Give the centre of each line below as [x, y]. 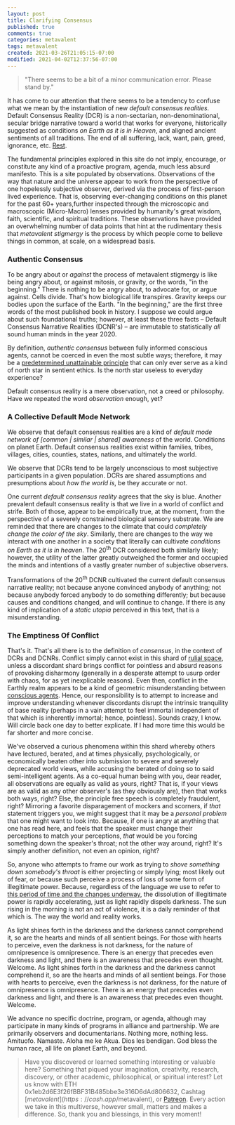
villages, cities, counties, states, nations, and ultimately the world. [102, 454]
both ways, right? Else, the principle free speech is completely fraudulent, [114, 798]
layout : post [26, 14]
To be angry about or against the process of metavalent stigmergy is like [112, 275]
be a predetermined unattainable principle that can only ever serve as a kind [117, 363]
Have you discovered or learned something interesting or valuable [120, 1062]
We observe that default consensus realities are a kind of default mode [110, 432]
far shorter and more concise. [50, 732]
